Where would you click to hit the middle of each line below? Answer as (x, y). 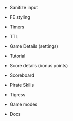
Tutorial (18, 56)
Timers (17, 27)
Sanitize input (24, 7)
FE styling (20, 17)
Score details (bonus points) (39, 66)
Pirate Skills (22, 85)
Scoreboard (22, 75)
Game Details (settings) (34, 46)
